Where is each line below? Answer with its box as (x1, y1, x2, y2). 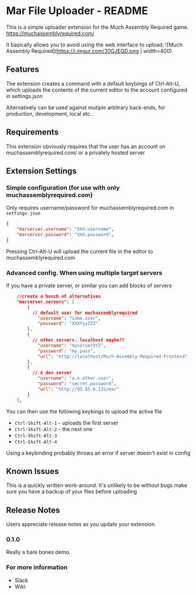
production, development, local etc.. (6, 110, 94, 117)
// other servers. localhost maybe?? (32, 337, 125, 343)
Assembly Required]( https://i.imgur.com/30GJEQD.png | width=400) (6, 47, 172, 54)
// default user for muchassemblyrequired (32, 310, 138, 315)
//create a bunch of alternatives (16, 294, 101, 300)
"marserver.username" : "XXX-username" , (16, 226, 114, 233)
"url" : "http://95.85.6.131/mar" (37, 386, 119, 392)
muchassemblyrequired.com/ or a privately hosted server (6, 149, 146, 156)
